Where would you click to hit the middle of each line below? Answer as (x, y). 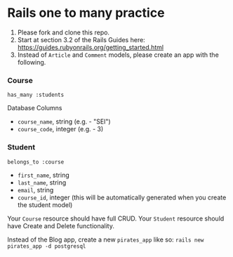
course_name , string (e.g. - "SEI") (64, 121)
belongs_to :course (36, 162)
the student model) (45, 204)
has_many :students (36, 95)
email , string (35, 190)
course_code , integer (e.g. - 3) (60, 129)
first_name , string (43, 175)
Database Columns (35, 108)
